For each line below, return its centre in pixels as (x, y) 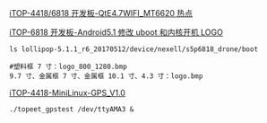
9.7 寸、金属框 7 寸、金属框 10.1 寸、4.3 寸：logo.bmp (106, 76)
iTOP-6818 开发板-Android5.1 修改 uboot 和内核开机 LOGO (116, 32)
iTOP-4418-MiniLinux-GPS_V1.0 (67, 93)
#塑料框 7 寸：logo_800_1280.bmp (68, 66)
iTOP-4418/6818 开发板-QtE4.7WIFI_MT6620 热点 (101, 13)
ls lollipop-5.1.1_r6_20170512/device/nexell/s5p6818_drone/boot (133, 49)
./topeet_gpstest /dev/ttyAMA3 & (72, 110)
